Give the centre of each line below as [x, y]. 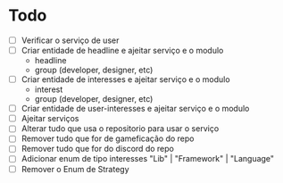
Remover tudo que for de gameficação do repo [108, 138]
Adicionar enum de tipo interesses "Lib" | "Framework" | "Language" [147, 159]
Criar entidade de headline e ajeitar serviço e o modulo [122, 50]
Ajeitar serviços [50, 119]
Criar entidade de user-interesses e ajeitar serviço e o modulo [135, 109]
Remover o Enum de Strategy [75, 169]
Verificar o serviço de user [70, 40]
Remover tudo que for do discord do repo [98, 149]
